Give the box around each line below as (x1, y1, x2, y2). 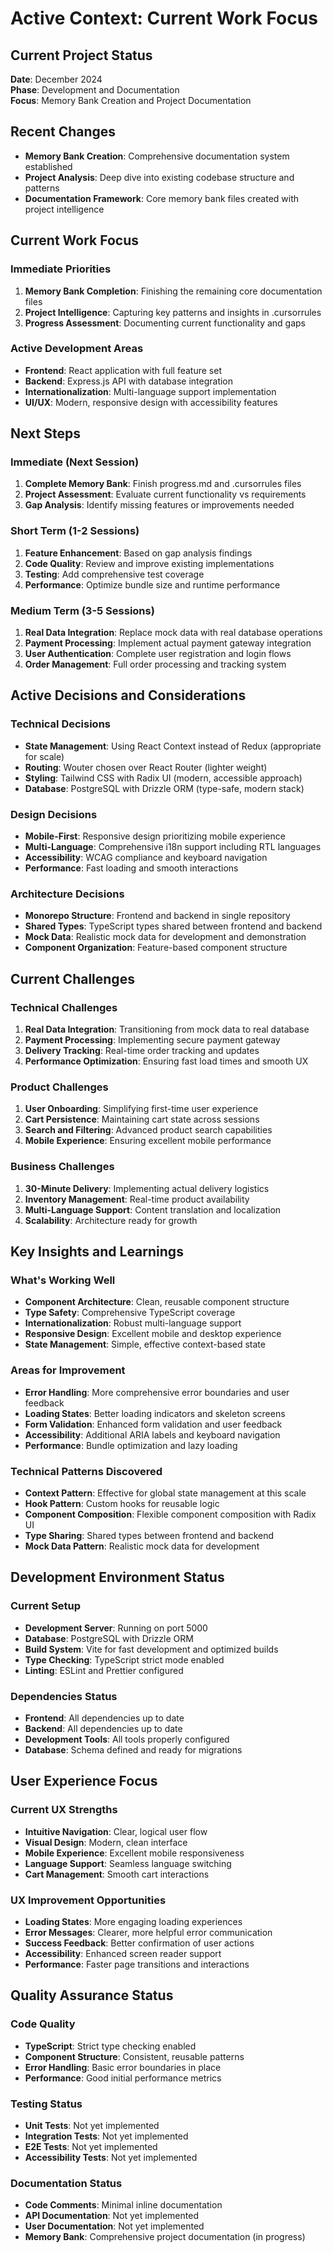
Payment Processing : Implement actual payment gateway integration (24, 637, 312, 649)
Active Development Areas (10, 342, 144, 356)
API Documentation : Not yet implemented (24, 2210, 199, 2222)
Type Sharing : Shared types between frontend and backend (24, 1529, 275, 1541)
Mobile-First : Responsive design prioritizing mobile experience (24, 830, 286, 842)
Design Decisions (10, 807, 98, 821)
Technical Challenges (10, 1000, 118, 1014)
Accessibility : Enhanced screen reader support (24, 1947, 222, 1959)
